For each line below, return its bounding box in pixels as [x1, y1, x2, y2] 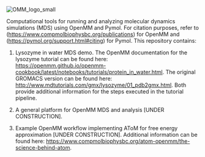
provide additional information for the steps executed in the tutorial [15, 88, 184, 95]
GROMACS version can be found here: [15, 75, 113, 82]
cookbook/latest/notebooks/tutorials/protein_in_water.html [15, 68, 163, 76]
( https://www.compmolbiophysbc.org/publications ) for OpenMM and [6, 31, 180, 38]
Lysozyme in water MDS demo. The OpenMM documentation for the [15, 49, 188, 56]
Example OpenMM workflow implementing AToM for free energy [15, 125, 178, 131]
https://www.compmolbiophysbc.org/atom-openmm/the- [45, 137, 190, 145]
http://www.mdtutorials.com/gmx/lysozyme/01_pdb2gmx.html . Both [15, 81, 187, 89]
